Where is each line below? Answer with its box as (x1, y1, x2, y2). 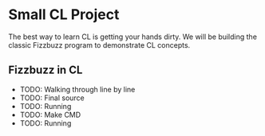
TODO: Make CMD (19, 110, 81, 119)
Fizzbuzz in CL (8, 64, 83, 77)
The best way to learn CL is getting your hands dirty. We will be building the (8, 32, 258, 41)
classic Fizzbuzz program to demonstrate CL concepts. (8, 40, 191, 49)
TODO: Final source (19, 93, 85, 103)
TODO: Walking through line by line (19, 84, 136, 94)
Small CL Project (8, 6, 120, 24)
